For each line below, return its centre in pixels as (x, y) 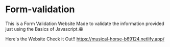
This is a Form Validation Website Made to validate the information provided (85, 24)
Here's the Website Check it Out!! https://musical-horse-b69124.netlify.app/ (85, 39)
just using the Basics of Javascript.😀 (44, 29)
